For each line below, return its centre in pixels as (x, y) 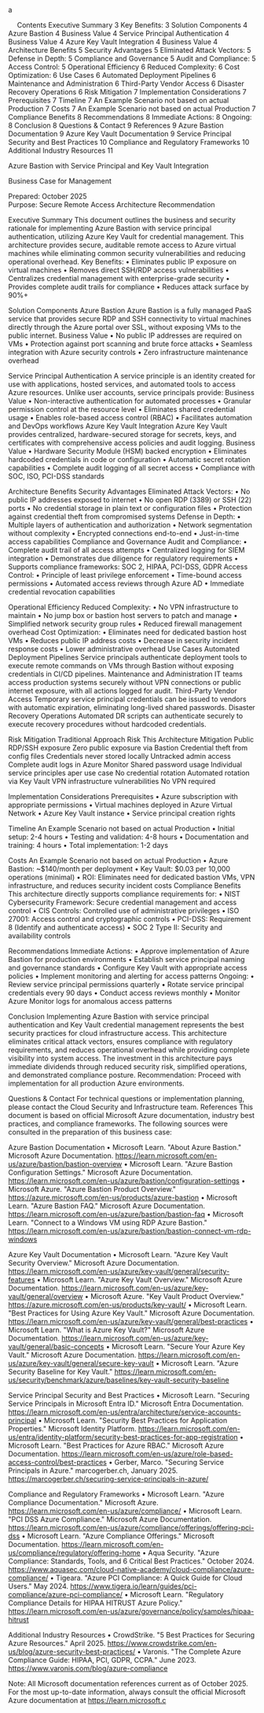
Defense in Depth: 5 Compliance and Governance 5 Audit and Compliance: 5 (132, 58)
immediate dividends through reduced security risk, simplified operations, (128, 1067)
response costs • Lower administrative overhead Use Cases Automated (124, 649)
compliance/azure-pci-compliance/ (66, 1595)
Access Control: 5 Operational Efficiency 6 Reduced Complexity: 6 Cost (124, 67)
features (22, 1280)
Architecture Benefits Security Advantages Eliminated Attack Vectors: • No (129, 491)
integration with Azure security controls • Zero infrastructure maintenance (128, 352)
